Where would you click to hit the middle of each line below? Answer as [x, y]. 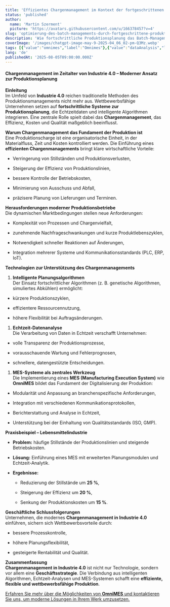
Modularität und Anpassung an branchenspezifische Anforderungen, [84, 393]
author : [13, 19]
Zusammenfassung [26, 562]
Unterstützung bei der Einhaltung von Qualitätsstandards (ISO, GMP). [84, 423]
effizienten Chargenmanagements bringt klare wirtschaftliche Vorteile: [80, 148]
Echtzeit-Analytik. [31, 463]
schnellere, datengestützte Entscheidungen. [58, 362]
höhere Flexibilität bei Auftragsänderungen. [58, 317]
